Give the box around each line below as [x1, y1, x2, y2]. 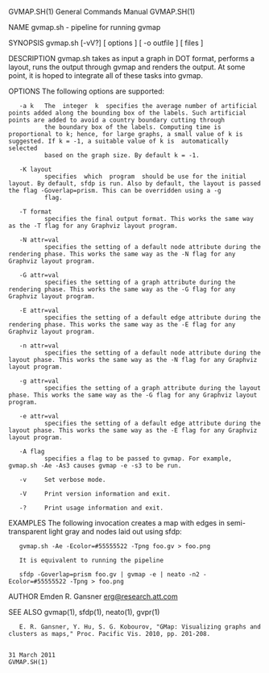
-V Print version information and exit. [19, 490, 172, 498]
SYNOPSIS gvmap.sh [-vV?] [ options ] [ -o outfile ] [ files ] [8, 38, 204, 48]
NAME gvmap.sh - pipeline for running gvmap [8, 23, 161, 31]
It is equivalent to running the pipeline [19, 556, 163, 564]
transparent [8, 527, 47, 536]
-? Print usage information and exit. [19, 504, 163, 512]
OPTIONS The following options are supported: [8, 86, 165, 96]
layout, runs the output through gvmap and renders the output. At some [8, 62, 246, 72]
